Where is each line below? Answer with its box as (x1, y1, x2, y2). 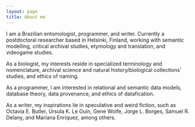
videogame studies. (6, 49, 54, 56)
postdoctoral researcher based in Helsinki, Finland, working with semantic (6, 36, 184, 43)
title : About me (6, 14, 46, 20)
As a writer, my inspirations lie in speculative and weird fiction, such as (6, 101, 176, 108)
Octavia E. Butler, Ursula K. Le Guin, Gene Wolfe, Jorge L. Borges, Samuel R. (6, 108, 190, 115)
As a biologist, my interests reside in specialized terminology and (6, 60, 162, 67)
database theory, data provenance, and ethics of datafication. (6, 90, 155, 97)
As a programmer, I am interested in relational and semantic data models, (6, 84, 182, 91)
